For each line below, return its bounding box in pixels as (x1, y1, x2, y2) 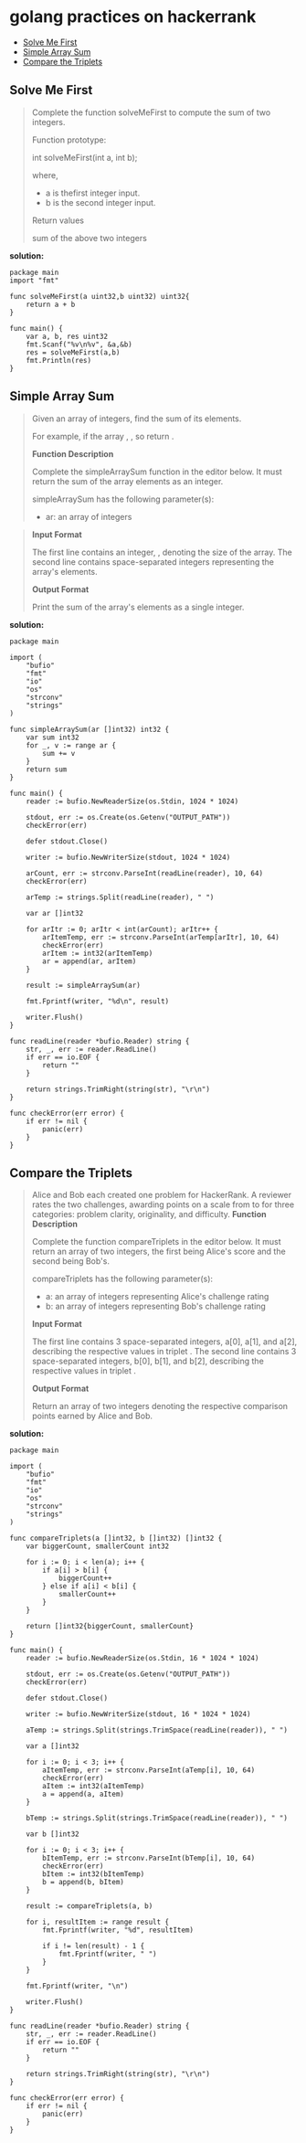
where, (31, 169, 58, 180)
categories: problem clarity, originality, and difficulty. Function (31, 1209, 267, 1220)
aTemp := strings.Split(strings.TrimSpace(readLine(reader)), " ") (26, 1725, 288, 1735)
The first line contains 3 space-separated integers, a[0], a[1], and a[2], (31, 1336, 298, 1347)
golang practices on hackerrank (9, 6, 257, 27)
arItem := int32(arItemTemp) (42, 949, 153, 958)
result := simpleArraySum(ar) (26, 981, 142, 990)
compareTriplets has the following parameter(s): (31, 1273, 213, 1285)
